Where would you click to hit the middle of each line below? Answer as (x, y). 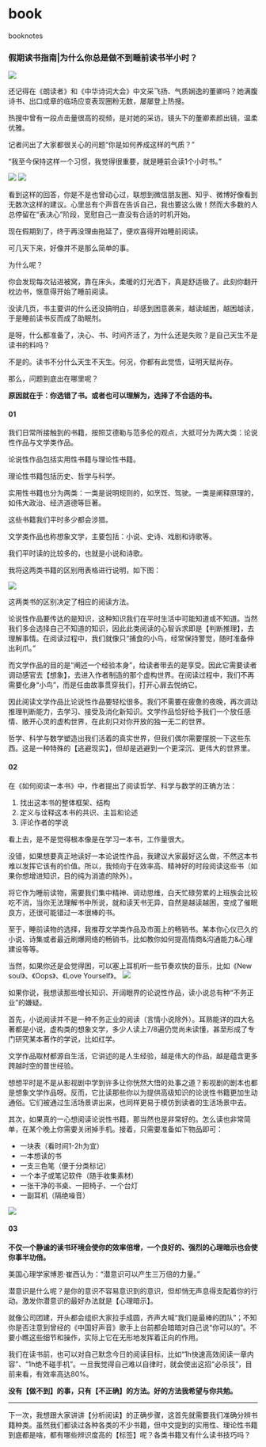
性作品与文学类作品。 (43, 442)
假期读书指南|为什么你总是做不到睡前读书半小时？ (103, 58)
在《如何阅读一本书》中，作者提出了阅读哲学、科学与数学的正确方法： (123, 785)
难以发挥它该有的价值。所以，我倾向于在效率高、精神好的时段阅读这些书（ (129, 866)
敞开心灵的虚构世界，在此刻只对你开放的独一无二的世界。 (116, 722)
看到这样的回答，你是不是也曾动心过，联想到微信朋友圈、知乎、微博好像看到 (133, 195)
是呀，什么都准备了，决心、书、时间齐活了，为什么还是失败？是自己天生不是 (133, 335)
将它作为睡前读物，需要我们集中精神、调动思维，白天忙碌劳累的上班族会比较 (133, 892)
